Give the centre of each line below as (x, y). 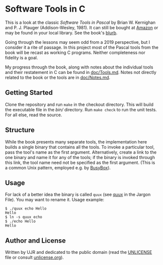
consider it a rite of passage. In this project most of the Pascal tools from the (82, 47)
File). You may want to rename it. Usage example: (55, 200)
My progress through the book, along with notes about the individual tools (79, 67)
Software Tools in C (45, 9)
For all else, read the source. (34, 115)
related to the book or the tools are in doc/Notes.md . (58, 77)
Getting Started (29, 93)
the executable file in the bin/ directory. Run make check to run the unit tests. (81, 109)
